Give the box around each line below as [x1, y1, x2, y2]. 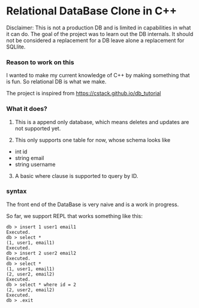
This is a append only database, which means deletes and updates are [14, 118, 189, 125]
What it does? [6, 105, 48, 113]
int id [14, 148, 28, 155]
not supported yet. [14, 125, 61, 132]
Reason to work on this [6, 58, 74, 67]
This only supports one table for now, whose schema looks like [14, 136, 171, 143]
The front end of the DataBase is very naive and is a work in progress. [6, 201, 179, 208]
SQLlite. [6, 43, 26, 50]
